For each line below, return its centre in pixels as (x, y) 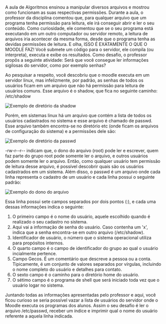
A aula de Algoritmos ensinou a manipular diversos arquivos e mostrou (77, 7)
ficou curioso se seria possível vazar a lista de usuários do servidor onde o (82, 300)
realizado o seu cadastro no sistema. (50, 222)
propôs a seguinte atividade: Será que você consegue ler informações (77, 60)
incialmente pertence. (34, 254)
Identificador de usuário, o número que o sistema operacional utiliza (82, 238)
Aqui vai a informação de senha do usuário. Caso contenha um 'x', (80, 227)
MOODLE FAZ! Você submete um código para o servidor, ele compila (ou (79, 50)
